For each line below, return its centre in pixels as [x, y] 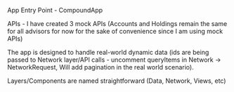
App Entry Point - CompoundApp [55, 10]
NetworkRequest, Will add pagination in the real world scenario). [101, 67]
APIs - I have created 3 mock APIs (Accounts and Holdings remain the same [117, 24]
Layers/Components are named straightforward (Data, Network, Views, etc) [117, 81]
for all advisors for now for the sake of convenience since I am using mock [115, 31]
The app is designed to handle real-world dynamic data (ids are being [108, 52]
